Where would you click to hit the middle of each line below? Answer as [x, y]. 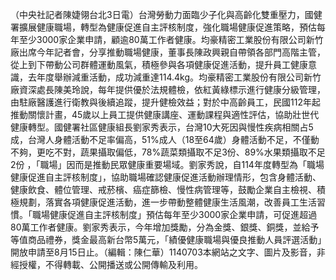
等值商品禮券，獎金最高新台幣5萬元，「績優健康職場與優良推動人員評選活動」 [166, 239]
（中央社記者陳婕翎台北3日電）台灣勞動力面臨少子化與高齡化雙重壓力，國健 [166, 14]
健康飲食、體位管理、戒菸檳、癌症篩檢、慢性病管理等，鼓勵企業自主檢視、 [163, 189]
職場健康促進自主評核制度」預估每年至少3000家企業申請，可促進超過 [174, 214]
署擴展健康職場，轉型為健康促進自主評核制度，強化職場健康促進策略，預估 [163, 27]
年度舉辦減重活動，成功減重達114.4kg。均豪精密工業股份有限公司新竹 [179, 77]
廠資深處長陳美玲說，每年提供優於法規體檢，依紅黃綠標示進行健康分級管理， [168, 89]
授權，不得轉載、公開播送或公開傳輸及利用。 [110, 264]
